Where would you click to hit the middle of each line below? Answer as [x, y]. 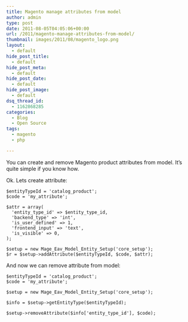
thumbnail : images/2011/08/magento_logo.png [62, 40]
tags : [13, 129]
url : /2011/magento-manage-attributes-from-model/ [70, 34]
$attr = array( [25, 207]
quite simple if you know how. [43, 168]
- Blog [20, 118]
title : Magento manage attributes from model [64, 12]
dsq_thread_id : [25, 101]
